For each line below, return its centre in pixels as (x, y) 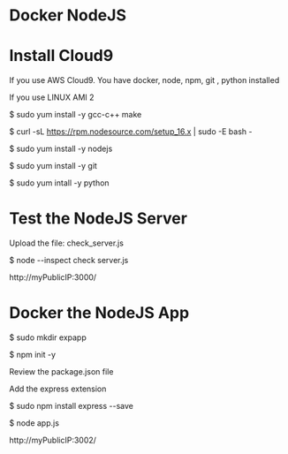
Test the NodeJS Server (99, 219)
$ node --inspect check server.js (69, 261)
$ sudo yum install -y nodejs (61, 149)
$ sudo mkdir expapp (48, 337)
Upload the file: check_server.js (66, 243)
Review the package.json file (61, 371)
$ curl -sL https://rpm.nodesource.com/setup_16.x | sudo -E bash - (131, 132)
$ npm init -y (32, 355)
